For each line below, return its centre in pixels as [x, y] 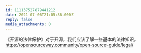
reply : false [19, 19]
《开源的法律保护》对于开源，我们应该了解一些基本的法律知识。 [72, 39]
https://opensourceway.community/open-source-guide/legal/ [69, 45]
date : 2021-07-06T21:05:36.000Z [39, 15]
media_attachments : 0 [28, 24]
